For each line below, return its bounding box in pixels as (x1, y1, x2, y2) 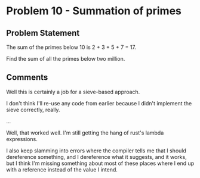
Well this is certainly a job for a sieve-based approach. (6, 88, 140, 95)
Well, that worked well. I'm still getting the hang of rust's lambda (6, 129, 164, 136)
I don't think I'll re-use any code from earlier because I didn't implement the (6, 99, 192, 107)
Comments (6, 73, 48, 83)
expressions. (6, 135, 38, 142)
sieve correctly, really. (6, 106, 61, 113)
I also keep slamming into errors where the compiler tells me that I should (6, 147, 187, 154)
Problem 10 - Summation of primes (6, 4, 182, 18)
